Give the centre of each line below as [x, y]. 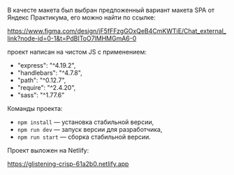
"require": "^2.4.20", [46, 87]
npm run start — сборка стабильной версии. [84, 137]
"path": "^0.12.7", [42, 80]
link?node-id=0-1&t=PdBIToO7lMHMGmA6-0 [72, 38]
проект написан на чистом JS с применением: [77, 52]
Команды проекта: [35, 108]
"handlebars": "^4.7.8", [50, 73]
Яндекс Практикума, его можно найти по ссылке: [81, 17]
